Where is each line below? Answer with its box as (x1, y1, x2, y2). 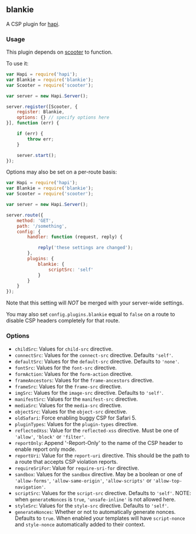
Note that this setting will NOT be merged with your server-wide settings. (6, 299, 184, 306)
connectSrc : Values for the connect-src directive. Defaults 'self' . (14, 351, 173, 359)
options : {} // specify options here (17, 114, 110, 120)
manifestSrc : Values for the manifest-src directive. (14, 395, 138, 402)
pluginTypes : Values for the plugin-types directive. (14, 420, 138, 427)
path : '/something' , (17, 223, 67, 229)
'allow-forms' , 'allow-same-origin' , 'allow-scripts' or (14, 477, 152, 484)
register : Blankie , (17, 109, 65, 115)
